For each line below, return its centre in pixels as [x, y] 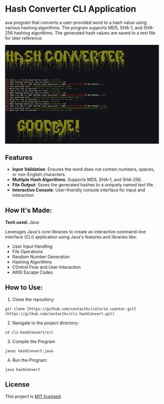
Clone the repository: [33, 299]
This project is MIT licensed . [33, 396]
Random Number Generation [41, 257]
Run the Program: [30, 360]
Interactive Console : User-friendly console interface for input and [79, 190]
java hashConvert [23, 369]
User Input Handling [32, 246]
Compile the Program [33, 341]
